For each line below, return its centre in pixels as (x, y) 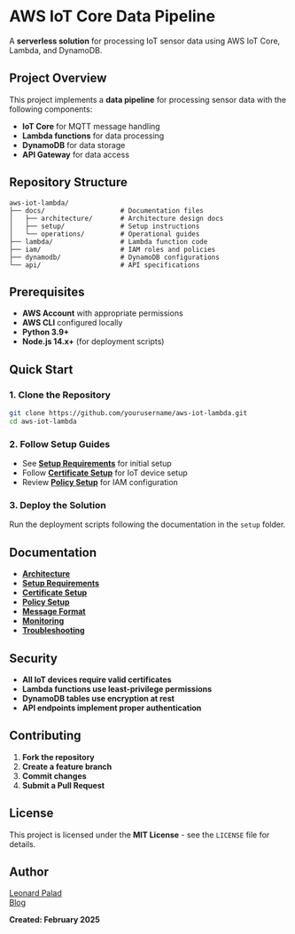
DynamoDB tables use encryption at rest (98, 699)
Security (33, 658)
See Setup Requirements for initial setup (97, 464)
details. (23, 844)
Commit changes (54, 776)
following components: (51, 109)
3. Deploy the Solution (58, 506)
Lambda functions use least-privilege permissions (117, 689)
